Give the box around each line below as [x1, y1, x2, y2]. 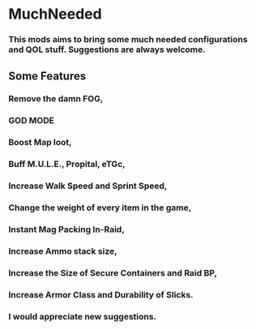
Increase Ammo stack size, [8, 245, 117, 256]
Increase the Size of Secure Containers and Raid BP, [8, 267, 217, 278]
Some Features [8, 69, 87, 83]
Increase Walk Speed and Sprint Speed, [8, 180, 168, 191]
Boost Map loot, [8, 137, 72, 148]
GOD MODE [8, 115, 55, 126]
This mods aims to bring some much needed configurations [8, 34, 249, 45]
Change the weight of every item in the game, [8, 202, 192, 213]
